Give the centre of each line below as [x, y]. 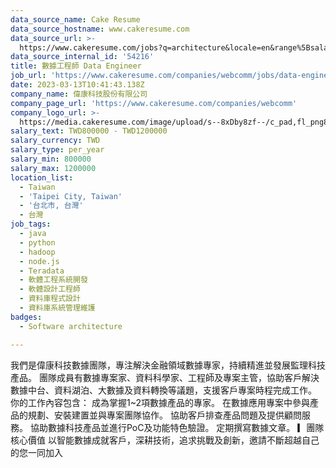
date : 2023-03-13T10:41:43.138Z [77, 85]
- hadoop [37, 252]
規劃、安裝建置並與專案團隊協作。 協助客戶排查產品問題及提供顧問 [164, 415]
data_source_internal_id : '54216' [82, 57]
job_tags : [31, 224]
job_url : [28, 76]
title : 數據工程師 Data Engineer [76, 66]
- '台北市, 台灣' [51, 206]
